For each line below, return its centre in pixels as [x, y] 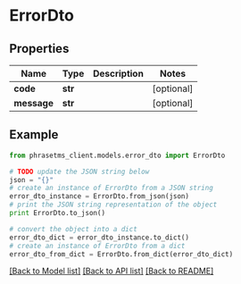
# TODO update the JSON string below [79, 171]
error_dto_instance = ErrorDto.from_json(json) [100, 196]
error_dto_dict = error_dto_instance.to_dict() [100, 238]
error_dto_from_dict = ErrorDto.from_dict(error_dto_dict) [121, 254]
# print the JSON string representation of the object [113, 205]
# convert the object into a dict [74, 229]
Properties [39, 49]
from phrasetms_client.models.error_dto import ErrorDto [117, 155]
